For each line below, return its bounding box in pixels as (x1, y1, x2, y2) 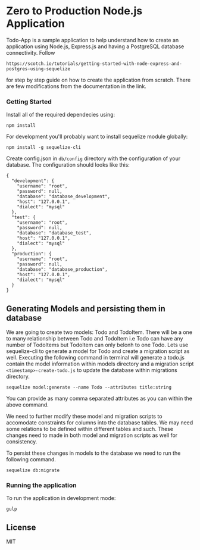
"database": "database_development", (17, 193, 111, 200)
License (6, 522, 36, 532)
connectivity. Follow (6, 49, 55, 56)
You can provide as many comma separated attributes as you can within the (6, 395, 192, 402)
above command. (6, 401, 49, 408)
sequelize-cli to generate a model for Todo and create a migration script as (6, 348, 190, 355)
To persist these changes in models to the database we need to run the (6, 449, 181, 457)
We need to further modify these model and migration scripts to (6, 412, 162, 420)
